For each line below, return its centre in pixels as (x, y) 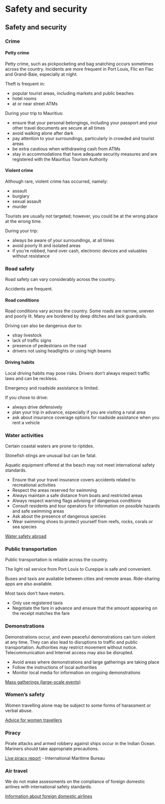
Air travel (16, 771)
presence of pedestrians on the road (49, 346)
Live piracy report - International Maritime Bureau (55, 758)
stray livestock (27, 335)
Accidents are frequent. (29, 289)
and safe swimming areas (38, 511)
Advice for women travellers (34, 720)
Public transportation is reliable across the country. (57, 560)
